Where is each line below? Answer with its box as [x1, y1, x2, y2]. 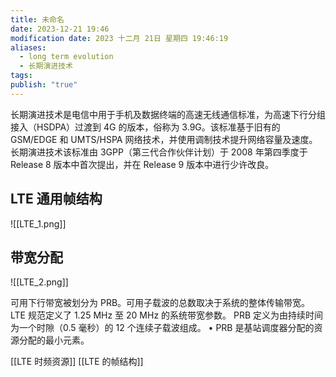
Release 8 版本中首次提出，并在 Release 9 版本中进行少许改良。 [10, 158, 275, 170]
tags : [10, 71, 33, 81]
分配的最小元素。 [18, 334, 90, 346]
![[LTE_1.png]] [10, 217, 67, 230]
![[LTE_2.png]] [10, 276, 69, 288]
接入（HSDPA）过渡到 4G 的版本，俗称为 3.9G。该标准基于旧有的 [10, 121, 281, 133]
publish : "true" [10, 80, 78, 90]
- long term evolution [19, 52, 114, 62]
